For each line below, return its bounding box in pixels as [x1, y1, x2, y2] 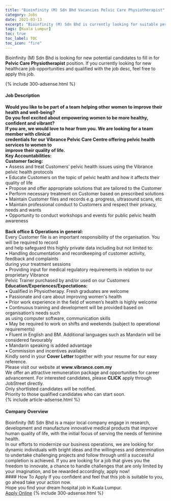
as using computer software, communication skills [5, 315, 111, 321]
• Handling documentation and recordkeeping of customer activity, [5, 250, 146, 256]
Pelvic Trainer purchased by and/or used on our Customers [5, 277, 130, 283]
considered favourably [5, 337, 52, 343]
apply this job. [5, 71, 35, 77]
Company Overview [5, 408, 48, 414]
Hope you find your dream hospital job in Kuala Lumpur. [5, 485, 122, 491]
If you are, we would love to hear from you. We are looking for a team [5, 126, 154, 132]
